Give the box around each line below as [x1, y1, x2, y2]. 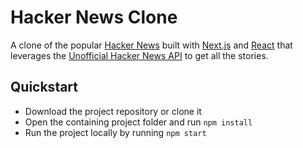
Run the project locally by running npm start [24, 126, 207, 138]
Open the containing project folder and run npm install [24, 116, 253, 128]
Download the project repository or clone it [24, 105, 202, 117]
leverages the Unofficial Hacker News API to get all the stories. [10, 49, 269, 61]
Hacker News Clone [10, 6, 178, 29]
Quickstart [10, 79, 79, 96]
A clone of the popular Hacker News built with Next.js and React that [10, 39, 293, 51]
